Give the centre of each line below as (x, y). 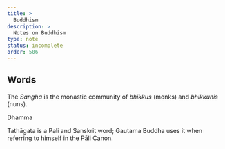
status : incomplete (35, 46)
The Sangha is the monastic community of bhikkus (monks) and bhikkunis (113, 97)
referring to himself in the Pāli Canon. (60, 138)
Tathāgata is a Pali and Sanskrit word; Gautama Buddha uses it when (105, 130)
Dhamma (20, 117)
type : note (23, 39)
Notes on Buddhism (40, 33)
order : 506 (23, 52)
